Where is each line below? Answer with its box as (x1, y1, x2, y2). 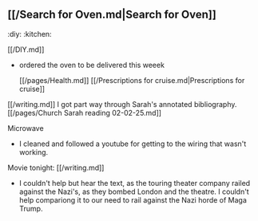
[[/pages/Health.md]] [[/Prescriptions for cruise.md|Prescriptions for (18, 75, 245, 85)
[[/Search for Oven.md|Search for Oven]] (7, 8, 216, 22)
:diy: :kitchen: (7, 29, 53, 38)
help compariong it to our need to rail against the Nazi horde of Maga (18, 195, 247, 204)
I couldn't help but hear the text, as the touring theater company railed (18, 178, 251, 187)
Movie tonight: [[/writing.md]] (7, 163, 105, 172)
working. (18, 147, 49, 156)
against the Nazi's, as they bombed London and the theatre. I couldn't (18, 187, 249, 196)
